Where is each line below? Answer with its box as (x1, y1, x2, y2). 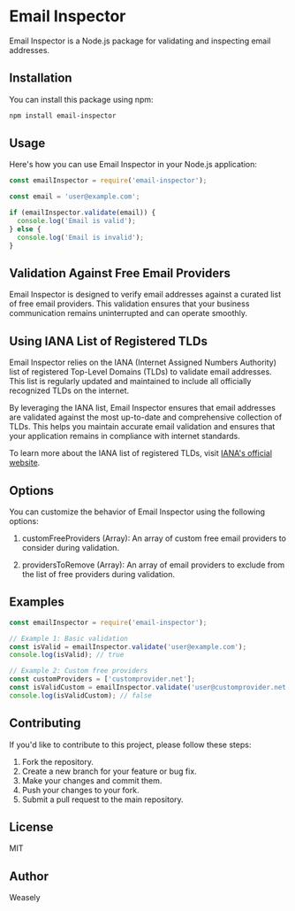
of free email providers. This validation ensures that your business (9, 298, 250, 309)
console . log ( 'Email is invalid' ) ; (17, 233, 144, 242)
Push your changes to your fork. (21, 784, 140, 795)
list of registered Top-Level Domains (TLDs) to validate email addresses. (9, 367, 272, 377)
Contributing (9, 715, 81, 731)
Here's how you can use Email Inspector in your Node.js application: (9, 159, 258, 170)
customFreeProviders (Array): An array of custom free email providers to (21, 533, 287, 544)
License (9, 820, 54, 835)
